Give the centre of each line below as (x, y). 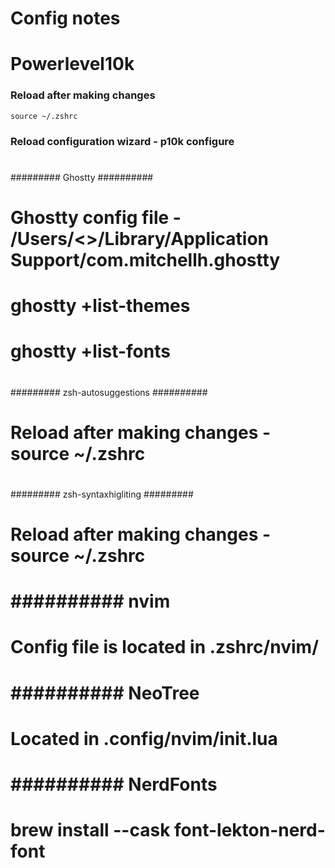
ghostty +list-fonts (90, 351)
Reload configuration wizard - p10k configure (122, 141)
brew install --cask (90, 830)
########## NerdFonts (114, 784)
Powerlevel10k (72, 64)
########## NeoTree (105, 693)
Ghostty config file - (96, 217)
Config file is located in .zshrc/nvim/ (165, 647)
